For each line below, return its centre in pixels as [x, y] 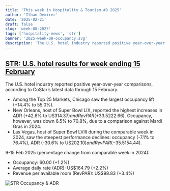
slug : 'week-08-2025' [28, 29]
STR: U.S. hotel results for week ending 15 [73, 64]
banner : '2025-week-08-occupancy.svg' [46, 39]
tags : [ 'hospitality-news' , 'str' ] [43, 34]
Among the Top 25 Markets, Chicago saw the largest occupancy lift [83, 99]
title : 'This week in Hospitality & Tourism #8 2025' [64, 10]
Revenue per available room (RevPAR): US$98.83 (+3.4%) [74, 173]
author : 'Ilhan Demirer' [32, 15]
